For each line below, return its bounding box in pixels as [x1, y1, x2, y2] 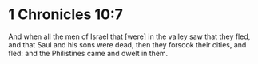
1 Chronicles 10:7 [8, 6, 124, 24]
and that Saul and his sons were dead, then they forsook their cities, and [8, 40, 247, 49]
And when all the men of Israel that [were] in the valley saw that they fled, [8, 32, 251, 41]
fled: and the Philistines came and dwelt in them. [8, 48, 169, 58]
